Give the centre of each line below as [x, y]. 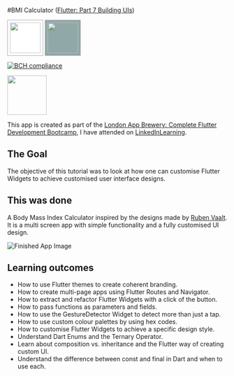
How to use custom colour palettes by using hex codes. [97, 322]
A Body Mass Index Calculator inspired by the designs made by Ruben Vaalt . [117, 217]
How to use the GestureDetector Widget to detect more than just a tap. [119, 314]
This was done [39, 201]
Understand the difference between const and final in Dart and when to [120, 359]
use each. [32, 366]
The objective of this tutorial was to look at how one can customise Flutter [114, 171]
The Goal [27, 154]
